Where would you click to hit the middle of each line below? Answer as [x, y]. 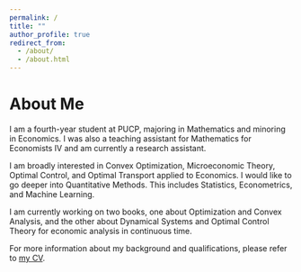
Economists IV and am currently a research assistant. [108, 148]
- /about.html [44, 59]
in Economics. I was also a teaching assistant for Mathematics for [130, 138]
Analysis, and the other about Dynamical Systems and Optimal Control [139, 221]
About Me [47, 104]
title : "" [28, 26]
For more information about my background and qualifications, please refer [148, 248]
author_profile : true [50, 34]
